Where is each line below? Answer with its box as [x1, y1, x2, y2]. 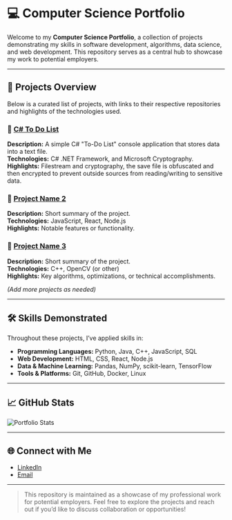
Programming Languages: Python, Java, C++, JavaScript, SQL [17, 348, 197, 356]
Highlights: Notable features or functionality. [7, 224, 135, 232]
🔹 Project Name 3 [7, 241, 67, 251]
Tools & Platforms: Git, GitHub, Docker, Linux [17, 370, 146, 378]
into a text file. [7, 148, 48, 156]
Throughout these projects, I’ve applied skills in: [7, 334, 144, 342]
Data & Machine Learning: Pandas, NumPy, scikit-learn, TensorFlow [17, 362, 212, 370]
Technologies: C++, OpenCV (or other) [7, 264, 119, 272]
